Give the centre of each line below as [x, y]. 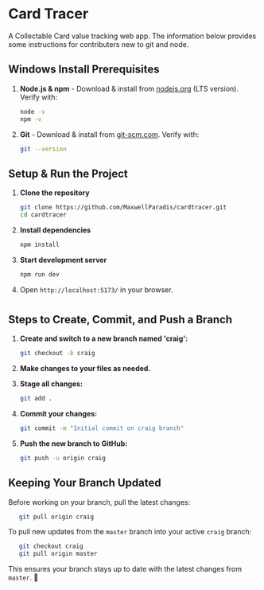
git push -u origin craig [62, 458]
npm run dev [39, 274]
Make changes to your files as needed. [85, 369]
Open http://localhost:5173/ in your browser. [96, 289]
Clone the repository [54, 193]
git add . [36, 399]
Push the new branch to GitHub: [74, 443]
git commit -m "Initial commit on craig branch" [102, 428]
